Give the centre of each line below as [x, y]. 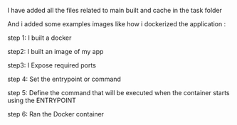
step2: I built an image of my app [56, 51]
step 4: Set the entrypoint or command [64, 79]
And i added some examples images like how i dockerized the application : [117, 24]
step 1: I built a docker [39, 38]
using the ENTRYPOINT [42, 100]
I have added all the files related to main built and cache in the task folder [115, 10]
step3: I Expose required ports [52, 65]
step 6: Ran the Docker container [56, 114]
